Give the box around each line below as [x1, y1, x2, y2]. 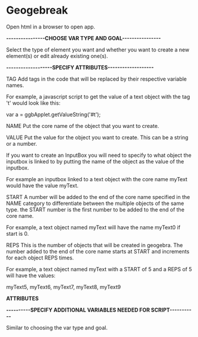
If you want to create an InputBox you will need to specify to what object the [6, 152, 192, 159]
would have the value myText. [6, 182, 79, 189]
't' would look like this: [6, 99, 61, 107]
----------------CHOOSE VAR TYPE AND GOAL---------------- [6, 34, 161, 41]
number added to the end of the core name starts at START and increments [6, 248, 190, 255]
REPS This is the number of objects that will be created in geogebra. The [6, 241, 183, 249]
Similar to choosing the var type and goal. [6, 324, 108, 331]
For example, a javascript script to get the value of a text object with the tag [6, 93, 190, 100]
